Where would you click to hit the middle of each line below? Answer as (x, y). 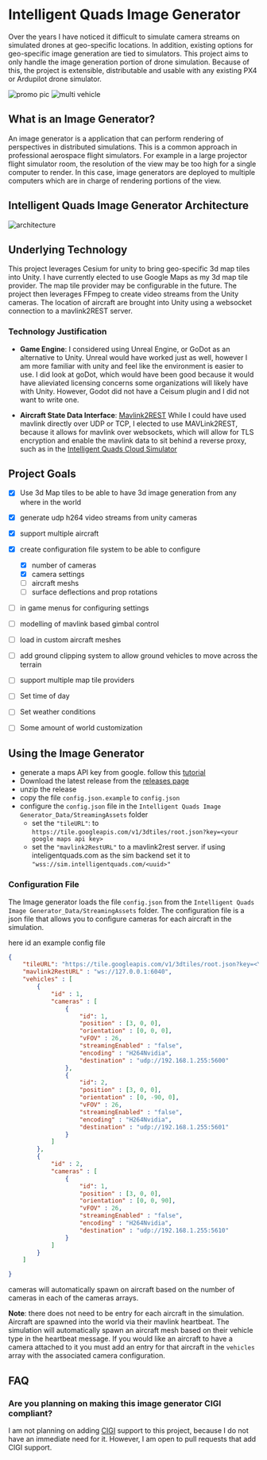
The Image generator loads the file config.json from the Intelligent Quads (132, 902)
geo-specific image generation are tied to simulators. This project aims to (128, 53)
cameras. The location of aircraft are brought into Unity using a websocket (130, 303)
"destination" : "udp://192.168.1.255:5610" (154, 1230)
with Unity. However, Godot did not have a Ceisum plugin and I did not (134, 391)
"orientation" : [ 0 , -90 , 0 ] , (129, 1098)
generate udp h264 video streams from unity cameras (108, 517)
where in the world (50, 502)
